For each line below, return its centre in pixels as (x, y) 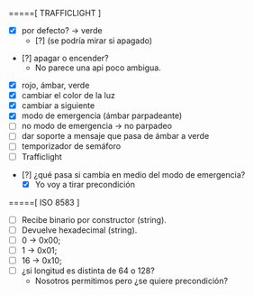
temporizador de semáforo (71, 146)
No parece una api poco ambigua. (98, 68)
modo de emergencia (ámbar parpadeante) (102, 115)
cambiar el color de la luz (68, 96)
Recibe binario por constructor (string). (94, 219)
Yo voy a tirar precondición (85, 184)
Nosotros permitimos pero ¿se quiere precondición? (132, 281)
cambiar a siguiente (58, 106)
